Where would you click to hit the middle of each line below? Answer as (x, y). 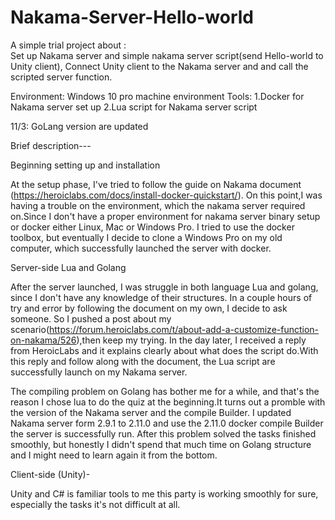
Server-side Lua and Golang (68, 267)
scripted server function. (61, 77)
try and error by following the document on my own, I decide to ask (149, 308)
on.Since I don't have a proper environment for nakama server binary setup (165, 216)
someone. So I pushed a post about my (91, 318)
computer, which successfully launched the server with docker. (141, 248)
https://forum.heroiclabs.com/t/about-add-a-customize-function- (184, 329)
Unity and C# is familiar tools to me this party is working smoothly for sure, (164, 493)
